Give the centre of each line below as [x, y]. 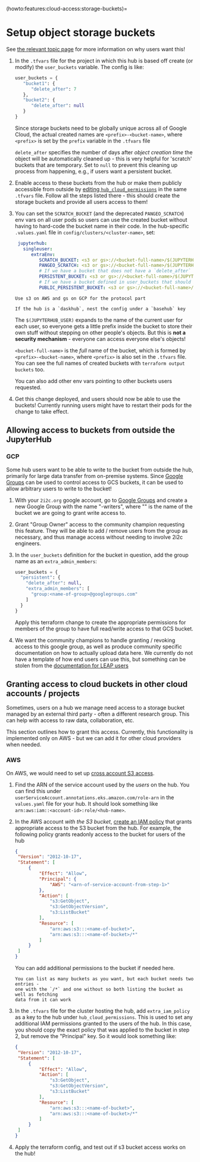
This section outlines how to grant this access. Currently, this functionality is [100, 732]
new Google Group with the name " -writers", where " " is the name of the [104, 507]
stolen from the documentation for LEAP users [72, 665]
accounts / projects [43, 693]
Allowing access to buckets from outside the [91, 431]
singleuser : [38, 249]
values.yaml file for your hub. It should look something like [86, 803]
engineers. [28, 543]
